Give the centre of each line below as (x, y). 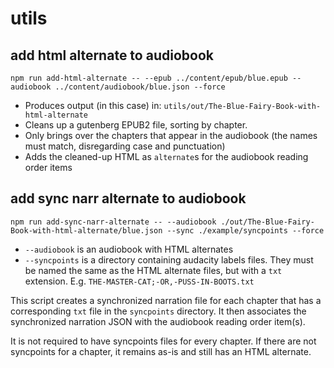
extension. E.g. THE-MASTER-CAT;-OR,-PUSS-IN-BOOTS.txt (139, 281)
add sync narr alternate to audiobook (128, 198)
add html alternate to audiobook (112, 55)
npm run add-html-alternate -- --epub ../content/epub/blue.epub (149, 78)
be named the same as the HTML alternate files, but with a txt (153, 270)
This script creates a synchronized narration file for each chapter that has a (166, 300)
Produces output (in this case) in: (93, 105)
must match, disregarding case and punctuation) (125, 146)
